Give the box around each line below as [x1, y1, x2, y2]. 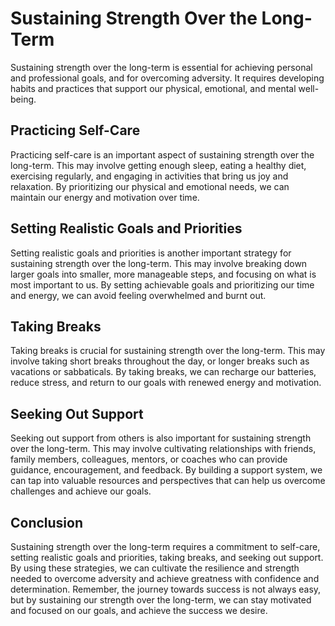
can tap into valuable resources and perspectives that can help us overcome [10, 475, 326, 487]
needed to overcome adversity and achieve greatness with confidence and [10, 573, 320, 584]
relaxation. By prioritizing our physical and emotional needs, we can [10, 180, 290, 192]
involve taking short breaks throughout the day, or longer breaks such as [10, 355, 310, 367]
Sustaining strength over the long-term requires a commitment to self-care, [10, 541, 321, 552]
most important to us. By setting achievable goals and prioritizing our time [10, 278, 315, 291]
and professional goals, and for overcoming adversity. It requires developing [10, 72, 325, 84]
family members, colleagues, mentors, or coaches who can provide [10, 453, 288, 466]
